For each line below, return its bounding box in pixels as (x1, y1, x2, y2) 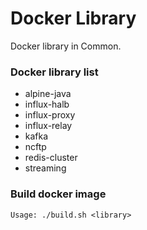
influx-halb (24, 98, 70, 111)
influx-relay (24, 120, 73, 132)
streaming (24, 162, 67, 174)
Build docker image (10, 187, 107, 201)
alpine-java (24, 88, 72, 100)
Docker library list (10, 65, 99, 79)
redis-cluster (24, 152, 78, 164)
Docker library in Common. (10, 40, 122, 52)
